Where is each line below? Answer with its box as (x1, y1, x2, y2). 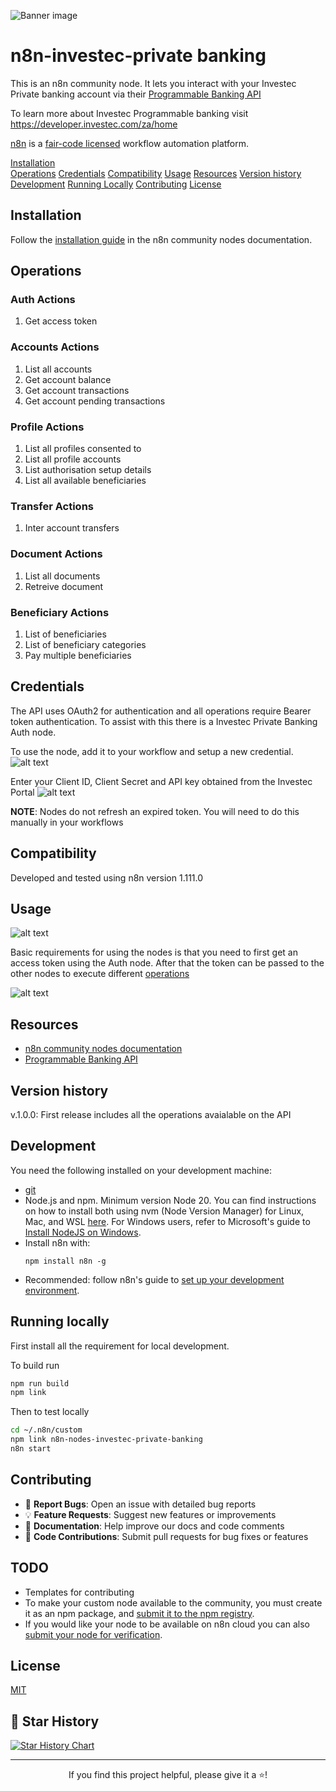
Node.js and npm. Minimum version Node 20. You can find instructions (24, 1194, 317, 1206)
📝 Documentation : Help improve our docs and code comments (24, 1520, 285, 1532)
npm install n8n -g (24, 1256, 107, 1266)
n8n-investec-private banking (10, 45, 267, 67)
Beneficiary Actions (10, 605, 110, 619)
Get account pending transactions (24, 395, 166, 407)
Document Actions (10, 547, 103, 561)
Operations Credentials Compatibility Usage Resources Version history (10, 167, 302, 179)
